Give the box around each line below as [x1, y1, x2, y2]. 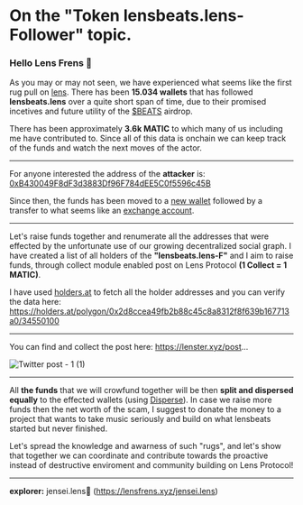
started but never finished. [9, 423, 108, 434]
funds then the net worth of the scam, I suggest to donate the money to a [9, 404, 281, 415]
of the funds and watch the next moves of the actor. [9, 142, 203, 153]
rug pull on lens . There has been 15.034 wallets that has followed [9, 87, 254, 97]
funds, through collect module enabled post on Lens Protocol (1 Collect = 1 [9, 260, 287, 271]
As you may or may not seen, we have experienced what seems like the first [9, 78, 292, 88]
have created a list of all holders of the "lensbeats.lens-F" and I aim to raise [9, 250, 294, 262]
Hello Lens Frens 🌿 [9, 57, 93, 69]
